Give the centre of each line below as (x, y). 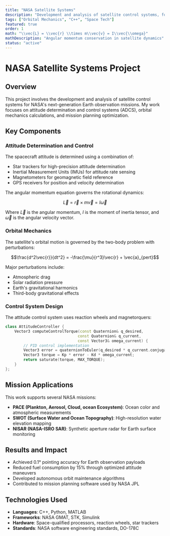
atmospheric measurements (42, 413)
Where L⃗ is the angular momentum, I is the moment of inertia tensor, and (82, 212)
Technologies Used (36, 500)
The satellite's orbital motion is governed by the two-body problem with (80, 242)
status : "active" (24, 43)
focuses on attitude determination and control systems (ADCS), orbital (78, 110)
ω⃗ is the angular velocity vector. (40, 218)
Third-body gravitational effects (46, 293)
